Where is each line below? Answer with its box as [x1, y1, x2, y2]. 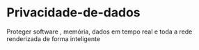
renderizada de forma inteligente [6, 34, 101, 42]
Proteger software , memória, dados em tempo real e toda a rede [6, 27, 193, 36]
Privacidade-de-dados [6, 5, 141, 21]
